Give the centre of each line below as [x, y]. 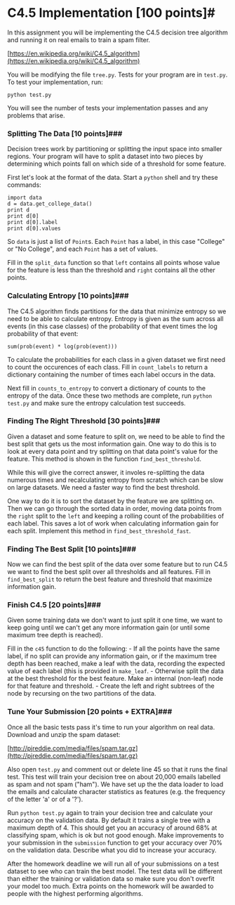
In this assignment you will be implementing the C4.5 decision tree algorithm [117, 32]
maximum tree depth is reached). [55, 635]
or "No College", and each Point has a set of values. [82, 249]
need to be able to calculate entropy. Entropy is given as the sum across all [115, 318]
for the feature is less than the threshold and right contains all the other [111, 270]
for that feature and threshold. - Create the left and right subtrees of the [111, 686]
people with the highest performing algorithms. [75, 893]
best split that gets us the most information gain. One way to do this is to [112, 443]
